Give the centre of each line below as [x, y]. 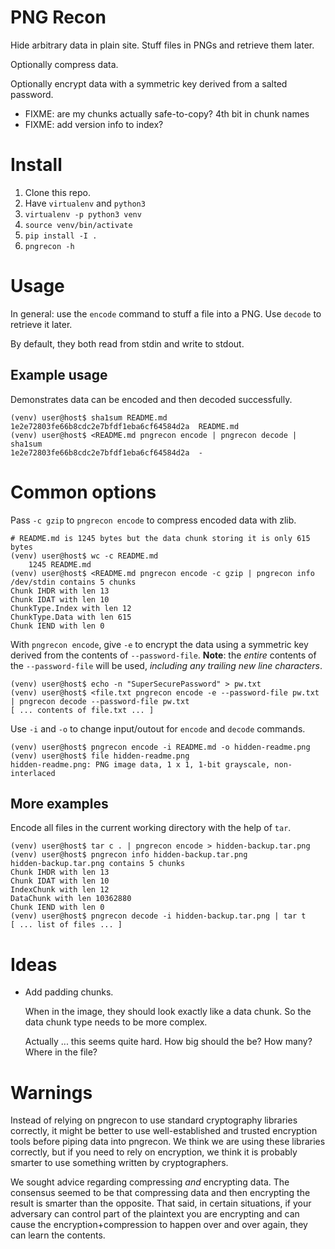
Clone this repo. [57, 192]
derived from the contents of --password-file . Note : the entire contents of [163, 655]
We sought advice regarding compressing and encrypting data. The [150, 1182]
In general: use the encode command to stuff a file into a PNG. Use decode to [166, 313]
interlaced [33, 773]
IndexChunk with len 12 [60, 890]
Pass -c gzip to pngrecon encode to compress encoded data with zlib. [153, 520]
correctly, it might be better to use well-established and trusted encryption [164, 1131]
